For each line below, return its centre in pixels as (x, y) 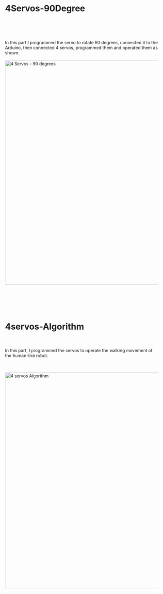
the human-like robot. (27, 355)
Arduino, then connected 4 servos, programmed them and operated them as (81, 48)
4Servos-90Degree (45, 8)
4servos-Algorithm (45, 327)
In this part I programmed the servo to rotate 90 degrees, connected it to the (81, 42)
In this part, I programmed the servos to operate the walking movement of (79, 350)
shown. (12, 53)
